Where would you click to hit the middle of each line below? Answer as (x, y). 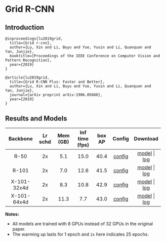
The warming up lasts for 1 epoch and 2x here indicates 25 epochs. (81, 234)
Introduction (25, 27)
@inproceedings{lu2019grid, (34, 39)
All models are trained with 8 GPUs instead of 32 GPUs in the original (83, 224)
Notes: (12, 214)
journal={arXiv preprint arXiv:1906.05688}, (56, 95)
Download (146, 138)
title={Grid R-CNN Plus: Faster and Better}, (57, 82)
